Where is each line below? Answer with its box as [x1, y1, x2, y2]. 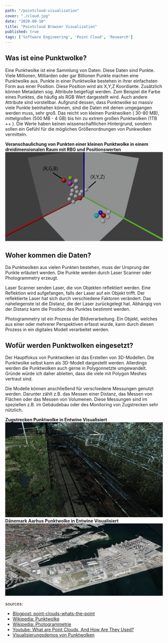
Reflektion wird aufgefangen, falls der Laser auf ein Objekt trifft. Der [5, 290, 145, 296]
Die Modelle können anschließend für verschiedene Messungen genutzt [5, 385, 154, 392]
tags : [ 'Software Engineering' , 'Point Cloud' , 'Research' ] [5, 35, 133, 40]
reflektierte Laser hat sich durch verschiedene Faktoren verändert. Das [5, 296, 151, 302]
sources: [5, 601, 23, 607]
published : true [5, 29, 39, 35]
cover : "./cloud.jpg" [5, 13, 50, 19]
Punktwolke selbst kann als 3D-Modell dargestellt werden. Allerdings [5, 359, 147, 365]
